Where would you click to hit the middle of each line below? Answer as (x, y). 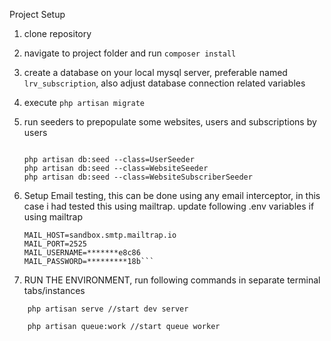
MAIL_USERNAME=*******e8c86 (82, 253)
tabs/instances (54, 290)
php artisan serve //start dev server (108, 309)
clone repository (57, 33)
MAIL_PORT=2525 (55, 244)
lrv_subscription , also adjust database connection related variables (164, 83)
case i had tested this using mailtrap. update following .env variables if (169, 206)
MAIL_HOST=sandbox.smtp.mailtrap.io (100, 235)
